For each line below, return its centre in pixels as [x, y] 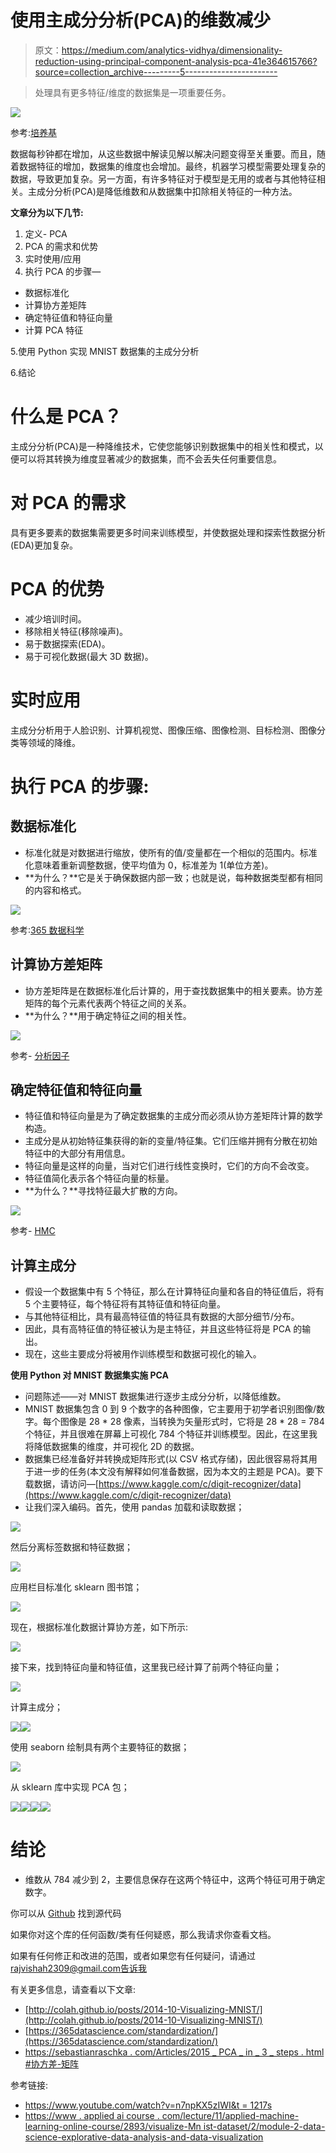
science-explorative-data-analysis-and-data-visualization [144, 2137]
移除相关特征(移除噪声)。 [76, 631]
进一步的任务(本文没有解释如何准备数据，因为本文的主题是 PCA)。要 [174, 1472]
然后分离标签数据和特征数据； [71, 1547]
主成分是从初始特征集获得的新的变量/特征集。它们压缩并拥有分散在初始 [171, 1141]
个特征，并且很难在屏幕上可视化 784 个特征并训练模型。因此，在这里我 [171, 1434]
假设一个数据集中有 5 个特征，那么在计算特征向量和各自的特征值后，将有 [174, 1292]
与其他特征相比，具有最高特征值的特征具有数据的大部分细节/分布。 [162, 1317]
